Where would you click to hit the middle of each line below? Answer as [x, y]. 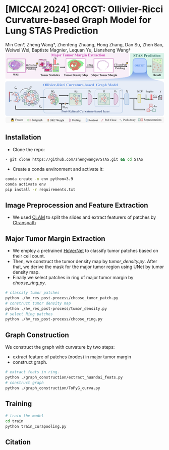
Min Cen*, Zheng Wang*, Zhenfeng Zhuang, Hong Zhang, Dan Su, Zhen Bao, [84, 44]
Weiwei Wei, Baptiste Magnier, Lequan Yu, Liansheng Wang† [68, 50]
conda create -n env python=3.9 [39, 179]
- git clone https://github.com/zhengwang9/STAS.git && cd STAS [74, 159]
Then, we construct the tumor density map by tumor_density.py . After [85, 262]
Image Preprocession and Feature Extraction [77, 205]
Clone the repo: [29, 149]
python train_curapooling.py [36, 427]
